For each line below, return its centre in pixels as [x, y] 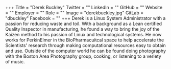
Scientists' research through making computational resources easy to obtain [86, 45]
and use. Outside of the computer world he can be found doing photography [86, 51]
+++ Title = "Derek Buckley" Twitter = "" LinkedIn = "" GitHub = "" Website [84, 7]
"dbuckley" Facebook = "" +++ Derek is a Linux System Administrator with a [86, 18]
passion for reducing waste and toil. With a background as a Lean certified [84, 24]
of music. [15, 62]
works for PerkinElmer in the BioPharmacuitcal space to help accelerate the [85, 40]
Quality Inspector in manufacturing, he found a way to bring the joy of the [82, 29]
